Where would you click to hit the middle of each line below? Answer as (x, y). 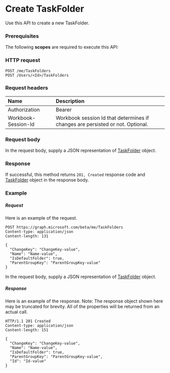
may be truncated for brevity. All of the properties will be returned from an (82, 307)
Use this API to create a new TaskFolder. (47, 23)
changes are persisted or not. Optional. (102, 124)
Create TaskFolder (45, 9)
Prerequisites (22, 36)
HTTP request (23, 60)
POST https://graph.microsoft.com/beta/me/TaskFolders (64, 227)
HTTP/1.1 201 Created (28, 321)
